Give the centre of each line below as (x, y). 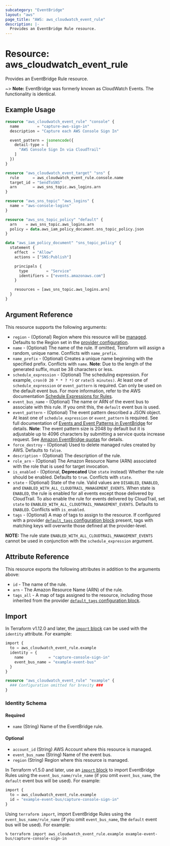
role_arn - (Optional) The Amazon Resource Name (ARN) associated (84, 461)
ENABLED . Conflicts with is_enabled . (49, 509)
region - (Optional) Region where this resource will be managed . (80, 337)
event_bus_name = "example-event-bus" (55, 662)
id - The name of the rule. (40, 584)
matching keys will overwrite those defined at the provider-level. (80, 525)
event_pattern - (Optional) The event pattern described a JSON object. (87, 412)
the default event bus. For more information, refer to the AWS (77, 391)
